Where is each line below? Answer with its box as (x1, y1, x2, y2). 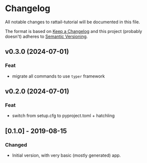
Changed (5, 141, 28, 148)
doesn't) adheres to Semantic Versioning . (5, 33, 88, 39)
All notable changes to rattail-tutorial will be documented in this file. (5, 19, 140, 25)
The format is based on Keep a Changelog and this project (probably (5, 28, 142, 34)
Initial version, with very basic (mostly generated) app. (12, 152, 121, 158)
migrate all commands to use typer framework (12, 73, 105, 79)
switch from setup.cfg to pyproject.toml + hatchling (12, 113, 115, 119)
